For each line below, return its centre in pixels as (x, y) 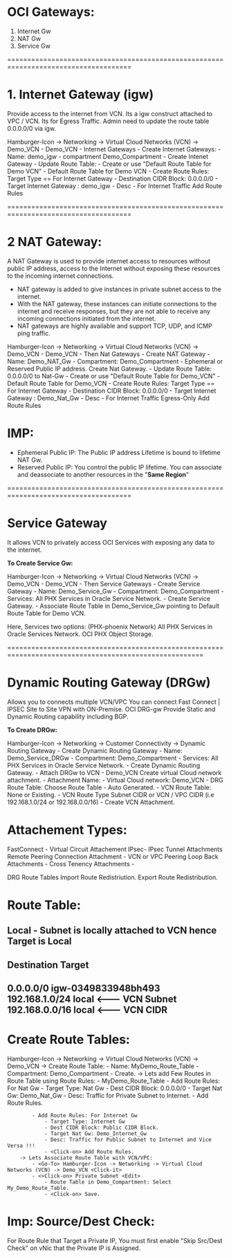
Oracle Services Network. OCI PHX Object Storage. (80, 634)
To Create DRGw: (32, 729)
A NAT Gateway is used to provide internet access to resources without (109, 261)
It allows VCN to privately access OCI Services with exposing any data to (111, 542)
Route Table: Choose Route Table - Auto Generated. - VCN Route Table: (109, 787)
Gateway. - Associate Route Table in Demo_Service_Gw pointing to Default (113, 606)
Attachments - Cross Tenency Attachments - (71, 864)
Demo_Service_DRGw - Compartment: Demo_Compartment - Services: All (113, 758)
